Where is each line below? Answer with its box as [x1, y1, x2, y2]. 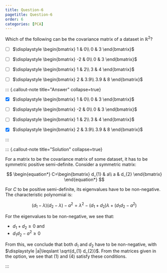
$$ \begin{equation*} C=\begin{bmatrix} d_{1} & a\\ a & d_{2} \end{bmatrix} [6, 171, 162, 177]
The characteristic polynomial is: [5, 192, 73, 198]
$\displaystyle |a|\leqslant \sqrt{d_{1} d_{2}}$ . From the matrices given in [5, 248, 156, 254]
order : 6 [5, 17, 24, 22]
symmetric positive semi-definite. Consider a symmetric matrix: [5, 162, 136, 168]
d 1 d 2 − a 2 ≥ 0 [12, 230, 41, 238]
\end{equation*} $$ [64, 177, 105, 183]
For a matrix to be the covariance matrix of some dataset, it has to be [5, 156, 148, 162]
